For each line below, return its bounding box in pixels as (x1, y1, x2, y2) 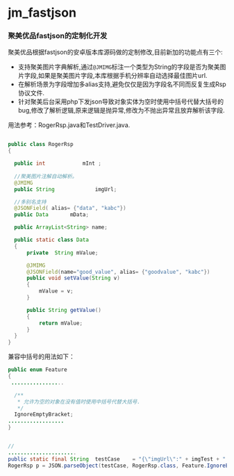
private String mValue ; (26, 249, 99, 256)
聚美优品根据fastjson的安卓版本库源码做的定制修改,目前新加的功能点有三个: (8, 48, 223, 56)
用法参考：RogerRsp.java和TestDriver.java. (8, 121, 131, 129)
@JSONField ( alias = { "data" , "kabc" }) (14, 205, 127, 212)
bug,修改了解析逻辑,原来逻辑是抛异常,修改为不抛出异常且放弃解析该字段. (17, 106, 225, 115)
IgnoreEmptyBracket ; (14, 411, 74, 418)
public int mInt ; (14, 160, 101, 167)
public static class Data (14, 236, 90, 244)
